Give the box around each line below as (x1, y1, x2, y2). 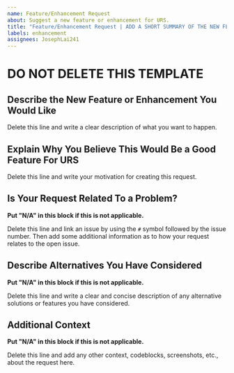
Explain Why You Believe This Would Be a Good (7, 143, 216, 155)
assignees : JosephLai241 (7, 36, 79, 43)
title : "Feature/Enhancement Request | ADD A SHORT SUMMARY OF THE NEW (7, 23, 219, 30)
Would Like (7, 104, 57, 116)
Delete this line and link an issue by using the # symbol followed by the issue (7, 224, 226, 233)
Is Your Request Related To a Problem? (7, 193, 178, 205)
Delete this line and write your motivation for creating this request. (7, 172, 197, 181)
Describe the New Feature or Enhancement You (7, 93, 217, 105)
